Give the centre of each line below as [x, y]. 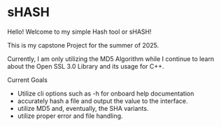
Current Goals [27, 80]
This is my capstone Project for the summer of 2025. [83, 45]
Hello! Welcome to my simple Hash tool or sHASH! [79, 32]
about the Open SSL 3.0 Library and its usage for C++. [86, 66]
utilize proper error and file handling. [70, 116]
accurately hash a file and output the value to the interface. [102, 101]
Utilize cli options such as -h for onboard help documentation [106, 93]
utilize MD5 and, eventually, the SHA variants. [83, 108]
